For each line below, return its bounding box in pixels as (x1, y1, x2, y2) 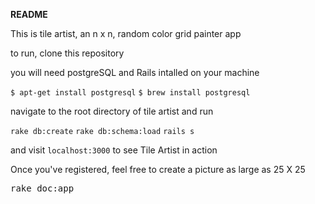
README (10, 9, 48, 20)
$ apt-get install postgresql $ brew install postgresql (10, 88, 251, 98)
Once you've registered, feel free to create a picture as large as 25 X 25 (10, 164, 306, 175)
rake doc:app (10, 183, 75, 194)
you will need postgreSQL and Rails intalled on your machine (10, 67, 260, 78)
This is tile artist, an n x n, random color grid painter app (10, 28, 242, 39)
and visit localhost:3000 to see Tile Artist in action (10, 144, 218, 156)
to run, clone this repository (10, 47, 125, 59)
